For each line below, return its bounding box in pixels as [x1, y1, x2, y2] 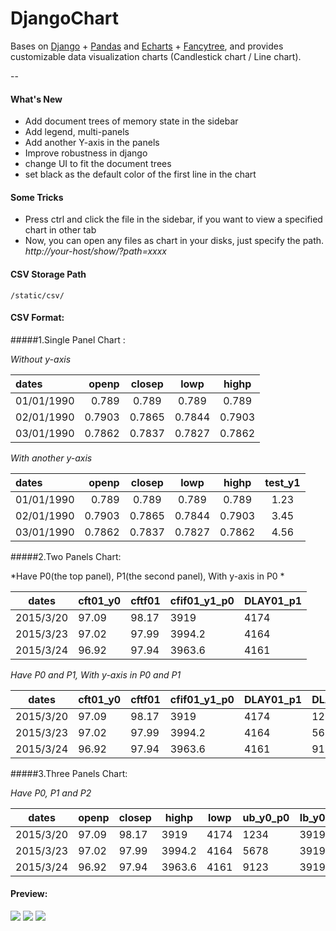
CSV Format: [10, 312, 65, 324]
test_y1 [264, 475, 301, 489]
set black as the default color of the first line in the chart [24, 168, 257, 181]
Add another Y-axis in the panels [24, 137, 160, 149]
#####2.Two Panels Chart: [10, 550, 122, 562]
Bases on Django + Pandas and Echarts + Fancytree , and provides [10, 40, 284, 52]
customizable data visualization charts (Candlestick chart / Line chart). [10, 50, 302, 62]
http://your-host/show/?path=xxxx [24, 245, 168, 257]
